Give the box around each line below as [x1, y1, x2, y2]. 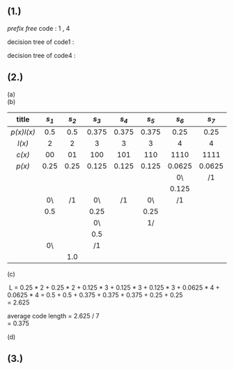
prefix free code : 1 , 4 [7, 24, 70, 32]
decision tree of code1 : [7, 38, 75, 46]
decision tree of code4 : [7, 51, 77, 59]
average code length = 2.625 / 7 [7, 311, 100, 320]
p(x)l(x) [10, 127, 36, 137]
